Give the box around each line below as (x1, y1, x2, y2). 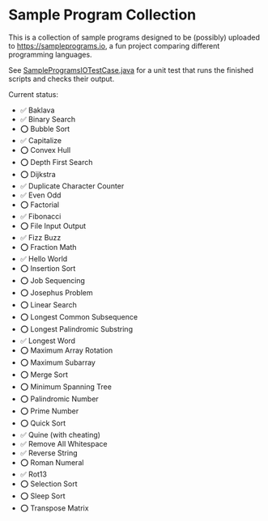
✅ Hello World (19, 253, 68, 264)
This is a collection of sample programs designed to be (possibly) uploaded (8, 32, 261, 42)
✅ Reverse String (19, 447, 79, 458)
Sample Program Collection (8, 6, 197, 24)
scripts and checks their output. (8, 74, 115, 83)
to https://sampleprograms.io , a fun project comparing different (8, 40, 220, 50)
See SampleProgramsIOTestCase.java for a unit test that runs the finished (8, 65, 253, 74)
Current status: (8, 89, 59, 99)
